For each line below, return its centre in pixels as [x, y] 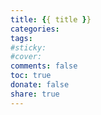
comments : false [44, 66]
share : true [35, 94]
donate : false [40, 85]
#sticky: [28, 47]
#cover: [26, 57]
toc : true [31, 76]
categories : [35, 29]
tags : [21, 38]
